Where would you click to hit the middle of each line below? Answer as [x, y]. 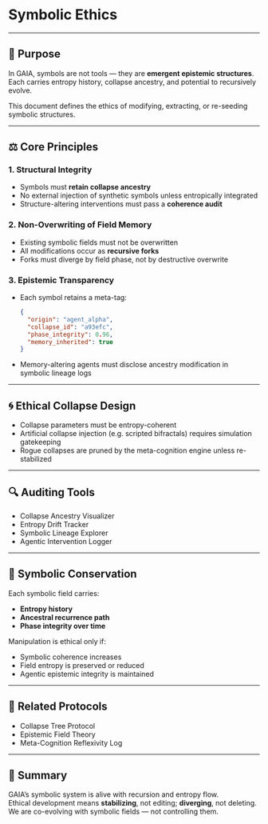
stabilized [35, 459]
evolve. [20, 90]
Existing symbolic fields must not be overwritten [99, 242]
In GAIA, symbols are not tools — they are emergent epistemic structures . [131, 73]
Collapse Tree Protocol [57, 726]
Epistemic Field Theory [57, 734]
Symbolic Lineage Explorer [64, 533]
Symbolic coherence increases [71, 657]
